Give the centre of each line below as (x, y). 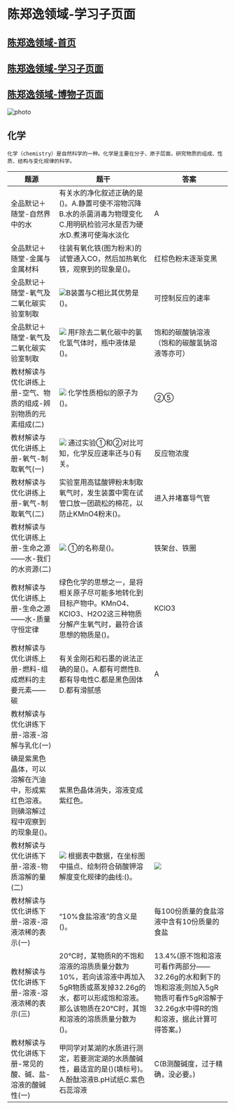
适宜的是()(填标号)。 (114, 1069)
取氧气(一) (28, 469)
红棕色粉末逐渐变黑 (186, 258)
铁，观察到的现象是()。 (97, 269)
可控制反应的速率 (183, 297)
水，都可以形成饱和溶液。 (101, 998)
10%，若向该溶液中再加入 (102, 977)
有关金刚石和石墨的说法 (98, 658)
